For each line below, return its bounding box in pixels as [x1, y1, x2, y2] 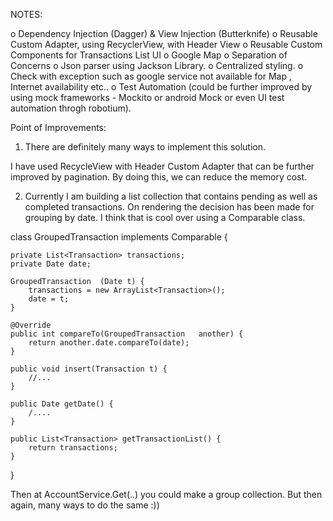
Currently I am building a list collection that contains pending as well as [24, 190, 318, 202]
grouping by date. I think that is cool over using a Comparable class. [24, 212, 306, 223]
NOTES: [10, 9, 43, 20]
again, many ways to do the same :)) [10, 499, 160, 511]
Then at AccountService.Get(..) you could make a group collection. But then [10, 489, 323, 500]
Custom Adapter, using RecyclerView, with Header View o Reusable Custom [10, 39, 323, 50]
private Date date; [10, 259, 92, 269]
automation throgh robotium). [10, 102, 132, 114]
